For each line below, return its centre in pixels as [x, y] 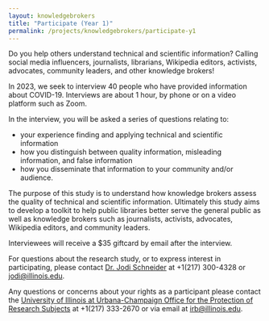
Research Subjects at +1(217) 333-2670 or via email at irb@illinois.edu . [126, 309]
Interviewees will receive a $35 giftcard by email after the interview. [120, 244]
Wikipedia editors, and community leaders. [79, 227]
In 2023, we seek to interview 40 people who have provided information [128, 86]
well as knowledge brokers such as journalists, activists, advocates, [121, 219]
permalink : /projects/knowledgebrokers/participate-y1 [102, 31]
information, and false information [76, 160]
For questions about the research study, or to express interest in [115, 259]
